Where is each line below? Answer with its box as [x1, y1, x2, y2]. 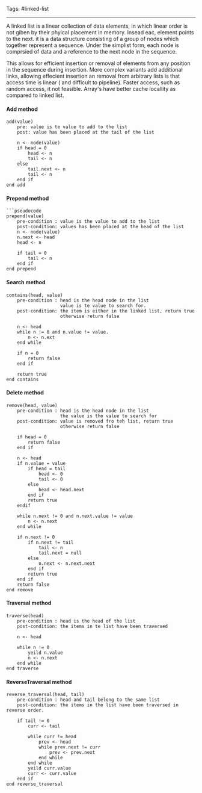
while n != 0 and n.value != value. [17, 329, 109, 335]
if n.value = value [17, 460, 66, 466]
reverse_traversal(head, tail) [6, 692, 85, 698]
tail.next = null [38, 550, 82, 556]
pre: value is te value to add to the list [17, 124, 128, 130]
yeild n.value [28, 650, 63, 656]
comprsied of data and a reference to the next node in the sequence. [6, 48, 177, 55]
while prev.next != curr [38, 744, 101, 750]
